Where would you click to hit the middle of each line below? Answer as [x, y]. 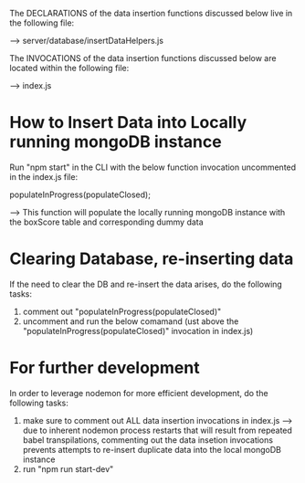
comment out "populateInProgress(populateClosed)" [122, 311]
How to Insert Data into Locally [128, 123]
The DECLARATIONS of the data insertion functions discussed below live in [151, 13]
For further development [105, 368]
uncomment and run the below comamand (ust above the [131, 321]
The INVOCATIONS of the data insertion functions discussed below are [143, 58]
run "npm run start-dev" [68, 468]
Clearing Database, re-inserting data [152, 259]
